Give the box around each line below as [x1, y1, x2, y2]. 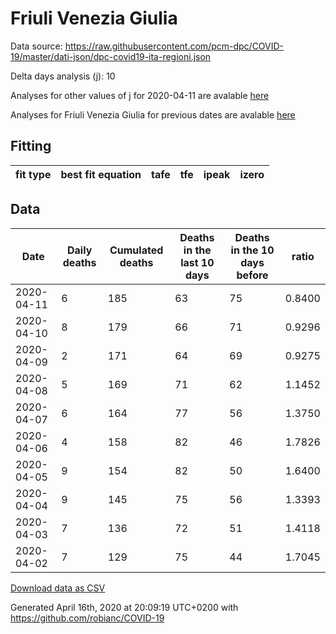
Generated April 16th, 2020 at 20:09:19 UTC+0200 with [10, 601, 239, 613]
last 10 [180, 255, 215, 269]
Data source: [10, 40, 63, 52]
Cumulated [109, 243, 164, 257]
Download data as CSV [10, 582, 106, 594]
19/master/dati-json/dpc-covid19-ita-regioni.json [10, 50, 212, 62]
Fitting [10, 138, 52, 155]
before [236, 268, 269, 282]
